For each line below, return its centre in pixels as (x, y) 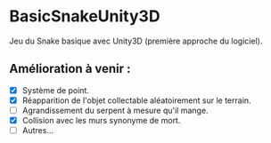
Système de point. (55, 90)
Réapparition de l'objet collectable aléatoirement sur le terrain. (136, 100)
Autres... (37, 130)
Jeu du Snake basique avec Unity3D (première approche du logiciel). (136, 41)
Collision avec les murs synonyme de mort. (101, 120)
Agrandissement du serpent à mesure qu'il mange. (115, 110)
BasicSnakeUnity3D (85, 16)
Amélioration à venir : (70, 69)
